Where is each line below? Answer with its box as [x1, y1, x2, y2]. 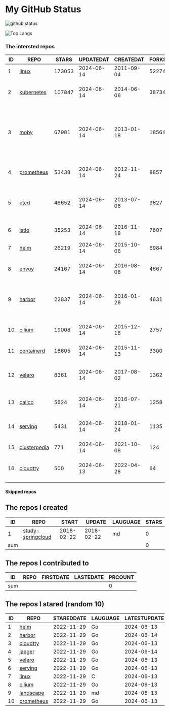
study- [22, 527, 40, 534]
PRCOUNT [108, 574, 135, 581]
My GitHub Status [5, 4, 81, 15]
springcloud [22, 533, 52, 540]
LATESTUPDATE [124, 615, 164, 622]
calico [19, 399, 34, 406]
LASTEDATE [74, 574, 104, 581]
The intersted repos [5, 43, 55, 50]
